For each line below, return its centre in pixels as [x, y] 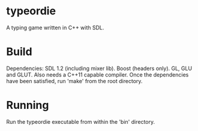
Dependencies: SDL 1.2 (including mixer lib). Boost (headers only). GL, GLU [99, 68]
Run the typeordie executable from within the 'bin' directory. [81, 121]
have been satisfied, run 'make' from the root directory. [74, 81]
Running [28, 105]
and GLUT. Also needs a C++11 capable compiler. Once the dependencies [97, 74]
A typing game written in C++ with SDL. [55, 28]
